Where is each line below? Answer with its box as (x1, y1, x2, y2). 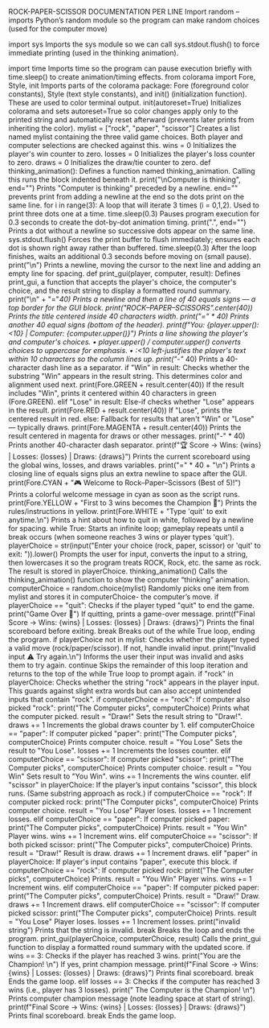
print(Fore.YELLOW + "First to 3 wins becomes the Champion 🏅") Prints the (8, 498, 257, 508)
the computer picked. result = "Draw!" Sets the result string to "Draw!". (8, 712, 243, 721)
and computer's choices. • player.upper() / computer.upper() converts (8, 337, 241, 347)
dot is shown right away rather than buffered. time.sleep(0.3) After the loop (8, 243, 257, 253)
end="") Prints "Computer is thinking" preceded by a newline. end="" (8, 183, 238, 192)
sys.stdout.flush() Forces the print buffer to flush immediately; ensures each (8, 235, 260, 244)
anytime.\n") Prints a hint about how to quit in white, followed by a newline (8, 515, 255, 524)
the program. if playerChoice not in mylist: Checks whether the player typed (8, 635, 259, 644)
